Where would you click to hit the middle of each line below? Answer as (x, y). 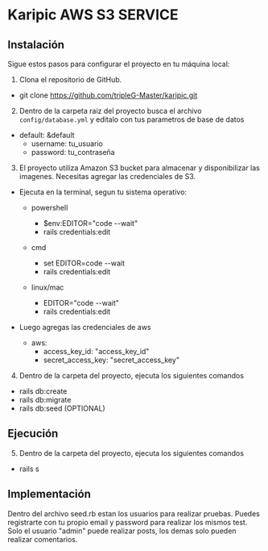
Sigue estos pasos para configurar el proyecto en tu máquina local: (119, 64)
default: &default (47, 135)
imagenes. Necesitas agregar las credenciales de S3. (107, 176)
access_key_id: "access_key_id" (96, 351)
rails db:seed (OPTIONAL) (62, 408)
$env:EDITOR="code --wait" (91, 223)
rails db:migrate (45, 400)
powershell (49, 208)
